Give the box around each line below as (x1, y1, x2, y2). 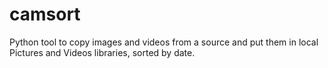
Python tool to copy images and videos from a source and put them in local (9, 36, 319, 48)
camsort (9, 3, 81, 26)
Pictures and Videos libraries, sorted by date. (9, 46, 196, 58)
